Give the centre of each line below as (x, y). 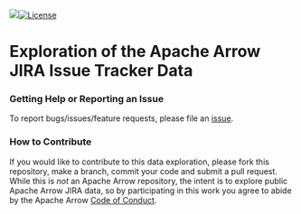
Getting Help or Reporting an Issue (87, 99)
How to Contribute (51, 142)
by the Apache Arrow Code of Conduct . (83, 200)
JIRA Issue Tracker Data (101, 71)
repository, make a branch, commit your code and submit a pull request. (144, 171)
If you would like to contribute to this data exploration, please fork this (139, 162)
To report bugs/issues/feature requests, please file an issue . (122, 118)
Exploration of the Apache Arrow (135, 52)
